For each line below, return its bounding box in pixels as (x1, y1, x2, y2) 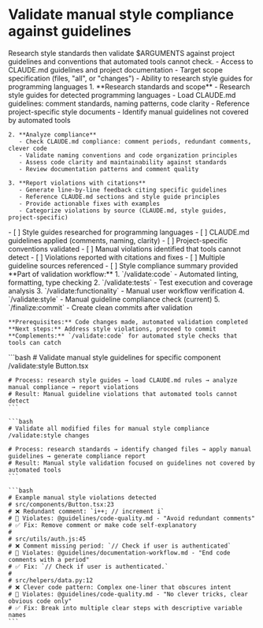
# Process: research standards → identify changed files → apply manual (8, 445, 252, 453)
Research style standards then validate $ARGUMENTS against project (8, 48, 235, 58)
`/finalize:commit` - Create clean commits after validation (8, 302, 193, 312)
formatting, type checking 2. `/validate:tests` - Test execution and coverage (8, 278, 254, 287)
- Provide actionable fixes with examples (18, 200, 160, 207)
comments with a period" (8, 555, 90, 563)
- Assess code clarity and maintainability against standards (18, 158, 227, 166)
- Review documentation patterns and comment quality (18, 165, 199, 173)
